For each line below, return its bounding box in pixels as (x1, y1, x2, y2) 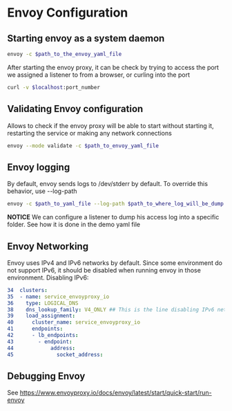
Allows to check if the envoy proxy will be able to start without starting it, (7, 121, 214, 129)
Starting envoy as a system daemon (7, 33, 165, 44)
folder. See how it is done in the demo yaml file (7, 220, 140, 229)
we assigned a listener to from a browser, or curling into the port (7, 71, 190, 79)
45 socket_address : (7, 351, 104, 358)
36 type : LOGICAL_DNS (7, 300, 79, 307)
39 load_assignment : (7, 313, 76, 320)
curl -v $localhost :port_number (7, 84, 100, 91)
